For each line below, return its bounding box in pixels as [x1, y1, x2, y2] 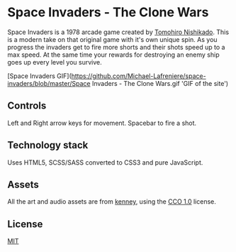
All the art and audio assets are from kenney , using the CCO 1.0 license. [7, 197, 216, 206]
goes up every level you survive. [7, 57, 102, 66]
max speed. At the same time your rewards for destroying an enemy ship [7, 50, 220, 59]
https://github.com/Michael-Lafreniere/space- [71, 72, 207, 80]
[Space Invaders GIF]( [7, 72, 72, 80]
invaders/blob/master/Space [7, 79, 91, 87]
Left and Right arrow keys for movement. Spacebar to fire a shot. [7, 119, 197, 127]
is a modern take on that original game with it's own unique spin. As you [7, 35, 218, 43]
